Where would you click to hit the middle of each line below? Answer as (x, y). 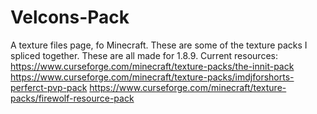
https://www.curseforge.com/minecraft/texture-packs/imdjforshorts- (152, 77)
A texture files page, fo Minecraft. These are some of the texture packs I (159, 45)
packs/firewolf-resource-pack (72, 98)
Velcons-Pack (70, 17)
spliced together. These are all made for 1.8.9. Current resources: (144, 55)
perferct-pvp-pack (49, 87)
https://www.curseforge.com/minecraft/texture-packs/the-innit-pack (152, 66)
